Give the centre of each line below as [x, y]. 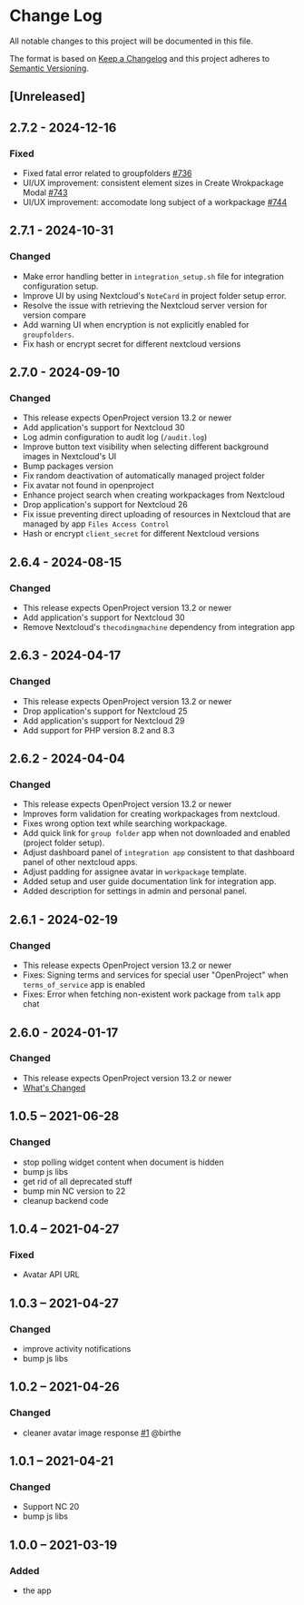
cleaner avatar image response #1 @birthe [102, 1433]
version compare [54, 315]
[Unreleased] [48, 97]
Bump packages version [68, 466]
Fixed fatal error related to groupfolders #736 [107, 173]
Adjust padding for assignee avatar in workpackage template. [134, 871]
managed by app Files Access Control [96, 524]
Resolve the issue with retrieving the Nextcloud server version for [145, 305]
